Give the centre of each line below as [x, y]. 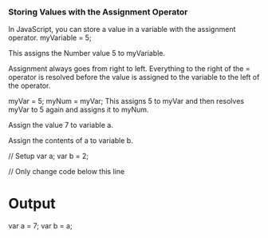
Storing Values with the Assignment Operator [98, 12]
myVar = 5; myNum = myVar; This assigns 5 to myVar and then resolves [126, 101]
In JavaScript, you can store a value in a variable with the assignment [122, 30]
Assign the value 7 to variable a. [61, 125]
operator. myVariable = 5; [50, 38]
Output [32, 204]
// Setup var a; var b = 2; [49, 156]
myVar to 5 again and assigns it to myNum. [79, 109]
